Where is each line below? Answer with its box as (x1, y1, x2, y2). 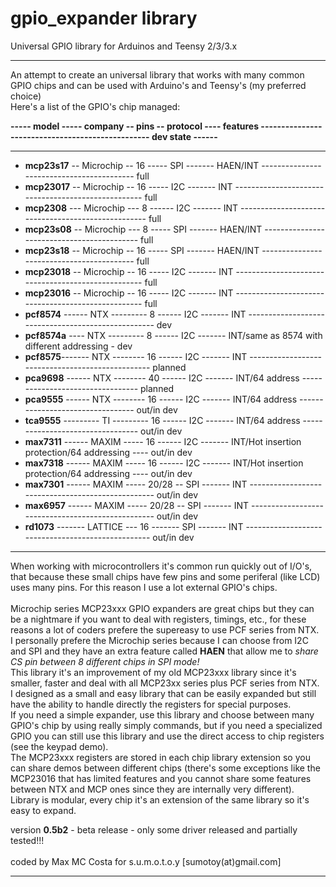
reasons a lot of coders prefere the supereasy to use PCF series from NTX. (10, 623, 320, 636)
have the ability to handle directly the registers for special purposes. (10, 698, 292, 710)
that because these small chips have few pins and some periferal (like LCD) (10, 570, 321, 582)
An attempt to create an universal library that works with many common (10, 68, 305, 81)
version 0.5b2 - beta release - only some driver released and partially (10, 823, 298, 836)
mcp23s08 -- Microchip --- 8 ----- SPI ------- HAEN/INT (24, 223, 263, 235)
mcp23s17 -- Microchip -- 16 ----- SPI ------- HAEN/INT (24, 159, 260, 171)
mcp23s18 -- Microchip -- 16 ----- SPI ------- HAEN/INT (24, 244, 260, 256)
